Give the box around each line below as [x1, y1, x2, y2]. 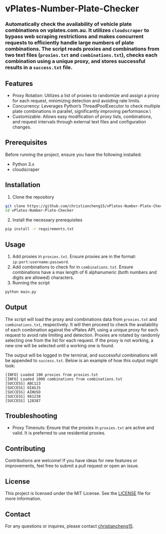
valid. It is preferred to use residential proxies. [12, 430, 106, 436]
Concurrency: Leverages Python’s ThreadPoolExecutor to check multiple [12, 103, 161, 109]
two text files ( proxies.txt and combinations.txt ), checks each [5, 52, 158, 58]
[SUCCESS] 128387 [5, 398, 41, 403]
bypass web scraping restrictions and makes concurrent [5, 33, 144, 40]
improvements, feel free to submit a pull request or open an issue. [5, 463, 139, 469]
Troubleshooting [5, 412, 58, 420]
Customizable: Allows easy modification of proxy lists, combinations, [12, 113, 152, 119]
